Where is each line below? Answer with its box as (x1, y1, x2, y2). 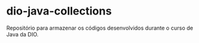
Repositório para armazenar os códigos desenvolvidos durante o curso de (6, 24, 193, 31)
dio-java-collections (6, 4, 112, 18)
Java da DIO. (6, 30, 39, 38)
